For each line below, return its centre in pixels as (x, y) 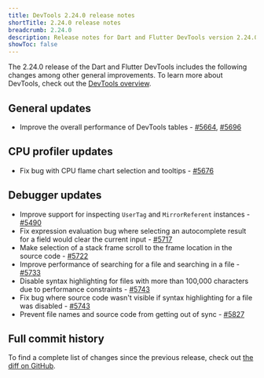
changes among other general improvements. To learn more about (115, 75)
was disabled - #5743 (55, 306)
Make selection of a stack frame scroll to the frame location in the (126, 247)
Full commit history (56, 338)
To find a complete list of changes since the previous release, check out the (131, 358)
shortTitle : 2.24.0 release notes (65, 23)
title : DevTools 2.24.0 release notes (71, 15)
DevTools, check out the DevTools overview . (80, 84)
